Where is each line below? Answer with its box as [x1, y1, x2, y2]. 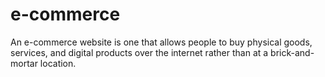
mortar [10, 57, 38, 69]
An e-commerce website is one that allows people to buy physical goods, [10, 36, 313, 48]
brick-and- [270, 46, 315, 58]
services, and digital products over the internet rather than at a [10, 46, 269, 58]
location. [39, 57, 77, 69]
